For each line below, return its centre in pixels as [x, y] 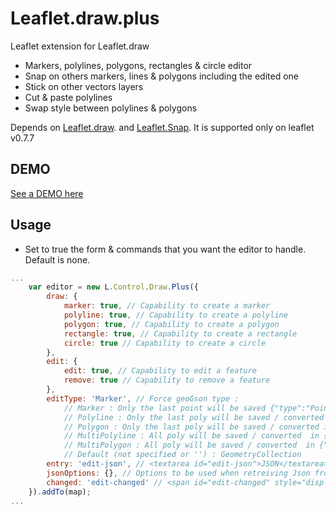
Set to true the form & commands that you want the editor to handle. [165, 249]
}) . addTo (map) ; [60, 492]
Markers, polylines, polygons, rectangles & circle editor [138, 65]
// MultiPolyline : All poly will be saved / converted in [191, 436]
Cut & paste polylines [68, 97]
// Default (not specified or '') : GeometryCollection [182, 455]
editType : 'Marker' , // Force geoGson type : [143, 398]
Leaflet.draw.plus [85, 18]
